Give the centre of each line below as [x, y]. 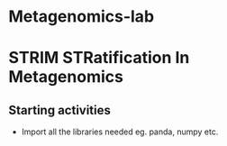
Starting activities [60, 110]
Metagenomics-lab [82, 17]
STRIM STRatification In [99, 58]
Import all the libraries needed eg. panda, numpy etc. [120, 132]
